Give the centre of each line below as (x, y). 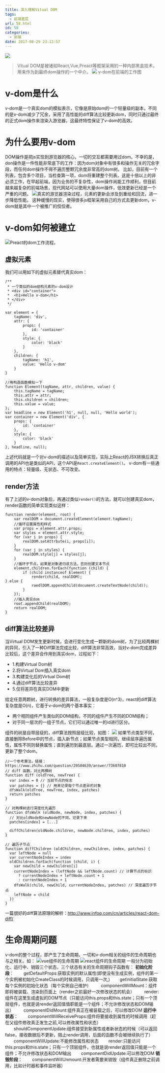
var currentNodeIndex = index (40, 858)
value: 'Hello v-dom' (45, 364)
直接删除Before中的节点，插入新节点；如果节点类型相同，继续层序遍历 (76, 739)
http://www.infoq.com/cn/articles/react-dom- (113, 913)
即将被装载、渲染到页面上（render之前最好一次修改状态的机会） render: (82, 992)
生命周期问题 (31, 940)
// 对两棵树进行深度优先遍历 (30, 808)
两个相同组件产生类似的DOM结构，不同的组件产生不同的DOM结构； (81, 716)
